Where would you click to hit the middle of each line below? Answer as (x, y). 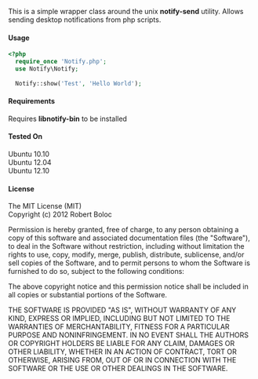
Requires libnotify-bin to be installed (68, 118)
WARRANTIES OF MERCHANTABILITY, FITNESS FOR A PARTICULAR (119, 327)
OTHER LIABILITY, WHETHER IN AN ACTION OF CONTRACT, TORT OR (122, 352)
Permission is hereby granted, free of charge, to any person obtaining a (124, 230)
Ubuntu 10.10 (29, 154)
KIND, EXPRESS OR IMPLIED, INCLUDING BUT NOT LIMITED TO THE (119, 319)
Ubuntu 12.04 (30, 162)
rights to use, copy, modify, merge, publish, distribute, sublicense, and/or (126, 255)
